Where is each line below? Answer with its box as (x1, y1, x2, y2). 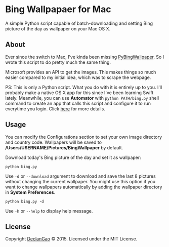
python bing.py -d (5, 199, 44, 204)
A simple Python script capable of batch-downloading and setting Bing (5, 20, 153, 26)
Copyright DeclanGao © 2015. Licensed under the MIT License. (5, 236, 138, 242)
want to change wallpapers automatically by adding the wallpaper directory (5, 184, 162, 190)
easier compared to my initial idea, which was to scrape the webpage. (5, 74, 151, 80)
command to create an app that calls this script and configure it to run (5, 100, 151, 106)
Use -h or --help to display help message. (5, 208, 93, 214)
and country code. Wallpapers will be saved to (5, 139, 102, 145)
